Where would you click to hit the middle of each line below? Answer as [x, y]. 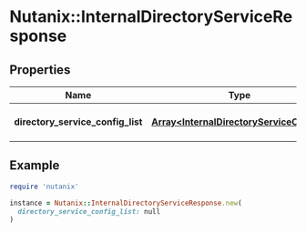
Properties [40, 70]
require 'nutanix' [44, 187]
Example [35, 166]
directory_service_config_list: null [89, 211]
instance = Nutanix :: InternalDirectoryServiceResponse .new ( [126, 203]
